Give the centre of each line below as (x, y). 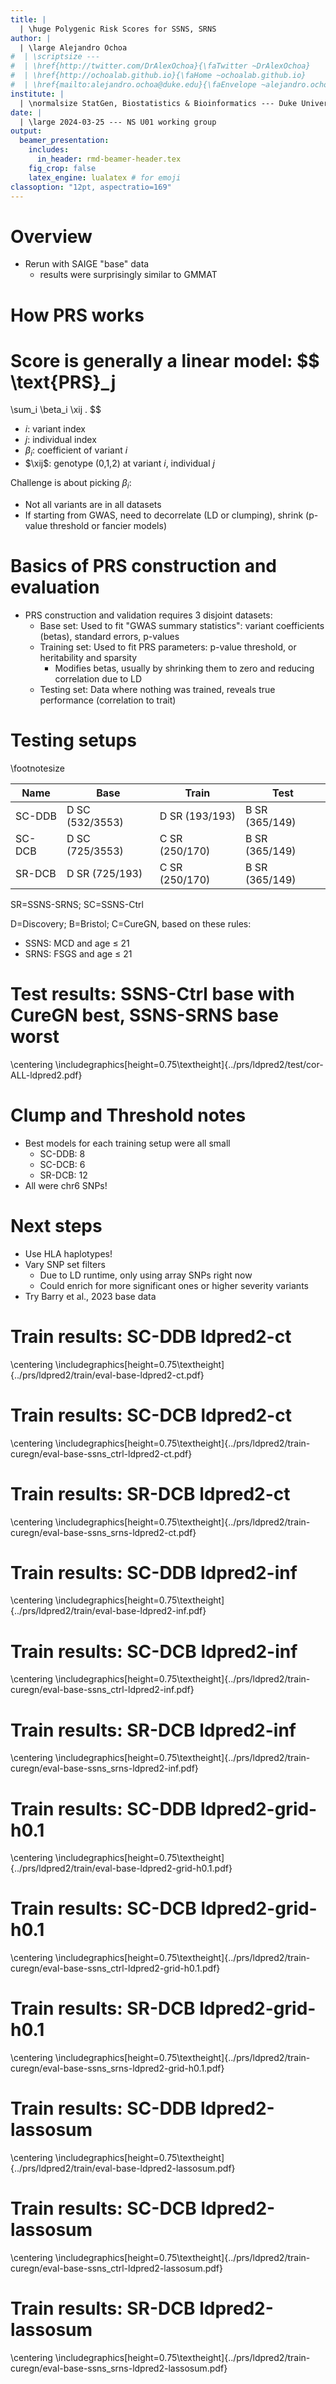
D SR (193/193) (197, 816)
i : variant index (55, 429)
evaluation (55, 587)
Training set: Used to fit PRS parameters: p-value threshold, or (168, 647)
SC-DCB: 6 (62, 1164)
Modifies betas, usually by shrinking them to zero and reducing (184, 668)
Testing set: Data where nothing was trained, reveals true (157, 689)
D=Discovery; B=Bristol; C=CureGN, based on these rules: (131, 923)
